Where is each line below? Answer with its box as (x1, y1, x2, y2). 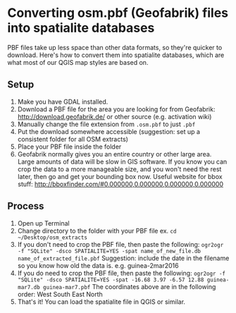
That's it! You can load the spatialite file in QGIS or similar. (17, 297, 185, 306)
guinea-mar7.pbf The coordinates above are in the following (43, 282, 216, 290)
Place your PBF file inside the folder (17, 142, 122, 151)
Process (7, 200, 44, 212)
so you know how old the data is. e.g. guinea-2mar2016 (17, 261, 179, 269)
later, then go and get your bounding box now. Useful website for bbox (17, 172, 223, 180)
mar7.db (17, 283, 40, 290)
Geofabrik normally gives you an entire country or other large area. (17, 149, 212, 158)
